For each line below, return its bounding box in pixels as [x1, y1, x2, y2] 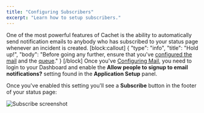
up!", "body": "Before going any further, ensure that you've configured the [6, 50, 192, 58]
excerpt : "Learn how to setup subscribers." [6, 15, 121, 21]
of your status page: [6, 88, 57, 95]
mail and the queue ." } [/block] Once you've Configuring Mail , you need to [6, 57, 192, 64]
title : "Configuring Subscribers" [6, 9, 94, 15]
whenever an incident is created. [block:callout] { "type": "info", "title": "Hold [6, 44, 199, 52]
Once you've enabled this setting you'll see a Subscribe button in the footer [6, 81, 197, 89]
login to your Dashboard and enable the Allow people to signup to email [6, 63, 188, 70]
